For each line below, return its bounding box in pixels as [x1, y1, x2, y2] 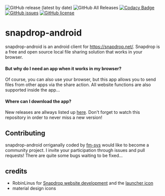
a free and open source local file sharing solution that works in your [5, 49, 143, 54]
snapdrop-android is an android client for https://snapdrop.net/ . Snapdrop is [5, 44, 160, 49]
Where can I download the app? [5, 98, 72, 104]
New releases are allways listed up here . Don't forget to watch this [5, 109, 140, 115]
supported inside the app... [5, 87, 60, 93]
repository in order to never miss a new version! [5, 114, 103, 121]
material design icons [12, 185, 56, 191]
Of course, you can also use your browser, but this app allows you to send [5, 77, 156, 83]
